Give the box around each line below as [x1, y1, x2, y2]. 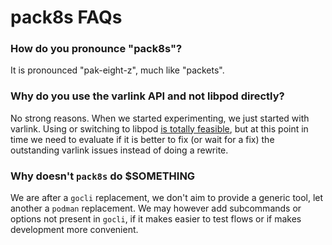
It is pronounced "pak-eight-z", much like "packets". [10, 64, 225, 76]
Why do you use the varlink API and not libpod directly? [10, 89, 285, 103]
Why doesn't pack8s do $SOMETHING [10, 169, 196, 183]
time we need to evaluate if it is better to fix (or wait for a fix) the [10, 133, 275, 145]
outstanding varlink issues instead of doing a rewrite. [10, 144, 229, 156]
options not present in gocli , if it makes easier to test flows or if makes [10, 213, 302, 225]
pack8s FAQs [10, 6, 123, 29]
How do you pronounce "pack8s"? [10, 42, 183, 56]
